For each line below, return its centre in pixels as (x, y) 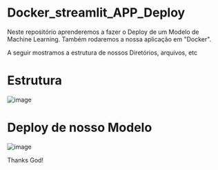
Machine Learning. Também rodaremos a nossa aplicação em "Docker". (109, 39)
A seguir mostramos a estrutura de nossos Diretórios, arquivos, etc (102, 53)
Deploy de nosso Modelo (80, 127)
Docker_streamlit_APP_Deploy (96, 13)
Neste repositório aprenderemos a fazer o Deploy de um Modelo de (103, 32)
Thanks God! (25, 160)
